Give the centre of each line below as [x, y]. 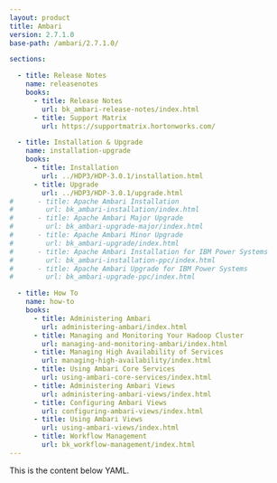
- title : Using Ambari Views [88, 420]
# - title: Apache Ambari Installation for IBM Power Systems [139, 251]
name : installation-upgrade [78, 151]
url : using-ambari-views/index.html [111, 428]
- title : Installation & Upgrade [80, 142]
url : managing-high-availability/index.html [127, 361]
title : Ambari [36, 26]
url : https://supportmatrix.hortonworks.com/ [129, 126]
